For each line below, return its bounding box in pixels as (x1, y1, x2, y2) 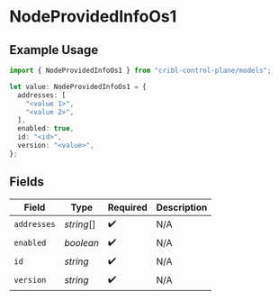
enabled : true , (17, 124, 75, 133)
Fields (9, 174, 45, 190)
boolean (64, 237, 100, 250)
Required (107, 201, 148, 214)
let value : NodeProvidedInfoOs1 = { (9, 82, 147, 91)
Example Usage (9, 42, 99, 58)
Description (156, 201, 208, 214)
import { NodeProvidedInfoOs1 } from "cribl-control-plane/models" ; (9, 66, 272, 75)
